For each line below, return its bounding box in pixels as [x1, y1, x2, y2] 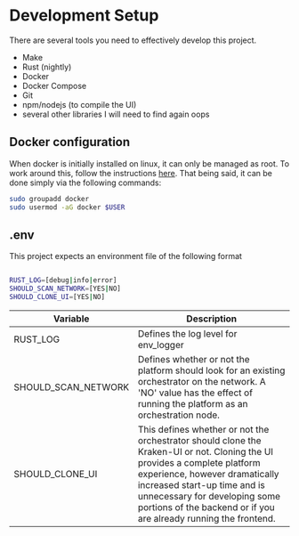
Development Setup [9, 5, 159, 26]
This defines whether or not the [137, 423, 270, 435]
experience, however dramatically [137, 467, 279, 480]
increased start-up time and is [137, 478, 265, 491]
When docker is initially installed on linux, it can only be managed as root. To [9, 158, 290, 169]
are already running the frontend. [137, 512, 276, 524]
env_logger [137, 338, 184, 351]
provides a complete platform [137, 456, 261, 468]
